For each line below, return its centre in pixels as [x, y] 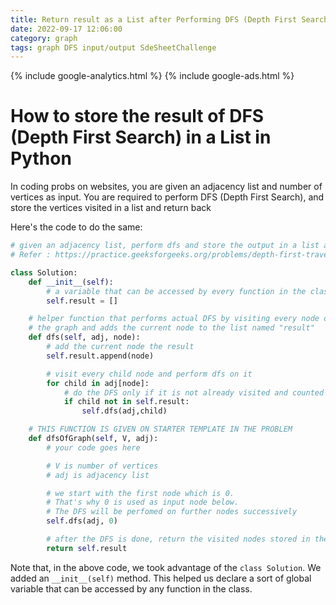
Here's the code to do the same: [76, 227]
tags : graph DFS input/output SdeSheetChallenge [113, 47]
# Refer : [31, 255]
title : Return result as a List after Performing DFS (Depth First [154, 19]
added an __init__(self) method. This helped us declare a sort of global [161, 578]
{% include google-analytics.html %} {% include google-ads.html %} [152, 76]
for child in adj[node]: [98, 383]
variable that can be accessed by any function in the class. [131, 588]
